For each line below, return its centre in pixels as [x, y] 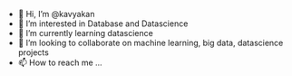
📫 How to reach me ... [60, 62]
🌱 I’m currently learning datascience [86, 33]
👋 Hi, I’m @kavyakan [56, 14]
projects [34, 52]
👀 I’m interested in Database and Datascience [103, 24]
